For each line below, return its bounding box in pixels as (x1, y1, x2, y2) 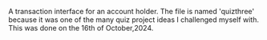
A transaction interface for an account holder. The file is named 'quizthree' (8, 7, 255, 16)
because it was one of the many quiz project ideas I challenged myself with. (8, 15, 259, 24)
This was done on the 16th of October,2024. (8, 24, 154, 32)
